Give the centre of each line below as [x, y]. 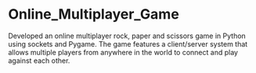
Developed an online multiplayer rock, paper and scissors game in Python [127, 36]
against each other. [39, 61]
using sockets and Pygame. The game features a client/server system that [128, 43]
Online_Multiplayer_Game [94, 14]
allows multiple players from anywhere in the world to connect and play [123, 52]
